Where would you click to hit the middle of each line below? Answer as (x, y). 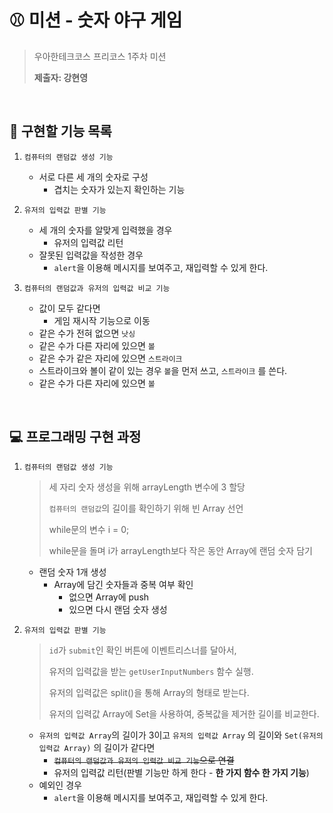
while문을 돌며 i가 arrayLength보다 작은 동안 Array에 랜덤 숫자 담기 (180, 550)
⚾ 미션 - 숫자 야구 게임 (96, 20)
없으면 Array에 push (109, 597)
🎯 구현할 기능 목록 (60, 131)
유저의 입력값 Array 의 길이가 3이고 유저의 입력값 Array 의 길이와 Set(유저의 (181, 735)
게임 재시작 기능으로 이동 (102, 320)
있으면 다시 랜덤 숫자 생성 (118, 609)
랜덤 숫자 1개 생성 (72, 572)
